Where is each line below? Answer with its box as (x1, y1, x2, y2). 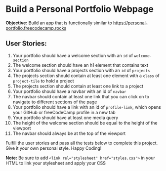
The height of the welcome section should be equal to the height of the (12, 120, 158, 126)
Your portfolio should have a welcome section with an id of (12, 52, 133, 58)
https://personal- (113, 20, 148, 26)
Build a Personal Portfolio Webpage (5, 3, 154, 15)
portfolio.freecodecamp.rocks (5, 25, 67, 31)
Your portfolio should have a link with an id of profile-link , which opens (12, 104, 161, 110)
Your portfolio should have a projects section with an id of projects (12, 67, 150, 73)
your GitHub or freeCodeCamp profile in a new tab (12, 109, 116, 115)
